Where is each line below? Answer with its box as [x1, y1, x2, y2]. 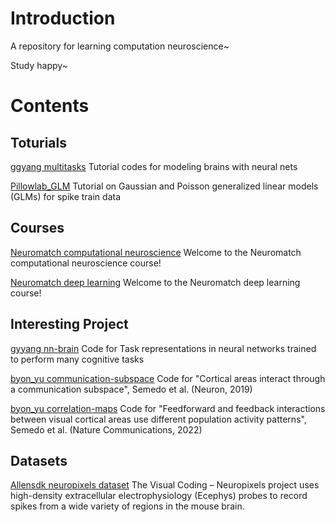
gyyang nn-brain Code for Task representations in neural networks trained [10, 342, 317, 354]
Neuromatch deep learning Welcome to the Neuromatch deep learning [10, 276, 301, 288]
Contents [10, 95, 90, 117]
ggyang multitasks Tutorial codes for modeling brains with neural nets [10, 160, 298, 172]
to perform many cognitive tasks [10, 353, 145, 365]
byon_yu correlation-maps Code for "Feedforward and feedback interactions [10, 402, 326, 414]
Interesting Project [10, 316, 129, 333]
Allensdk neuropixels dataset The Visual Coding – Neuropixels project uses [10, 479, 320, 491]
